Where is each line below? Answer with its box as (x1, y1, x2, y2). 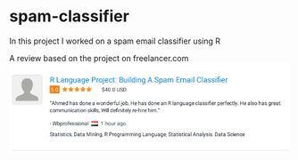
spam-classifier (9, 6, 129, 27)
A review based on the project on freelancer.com (9, 52, 189, 63)
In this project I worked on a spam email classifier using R (9, 36, 221, 46)
